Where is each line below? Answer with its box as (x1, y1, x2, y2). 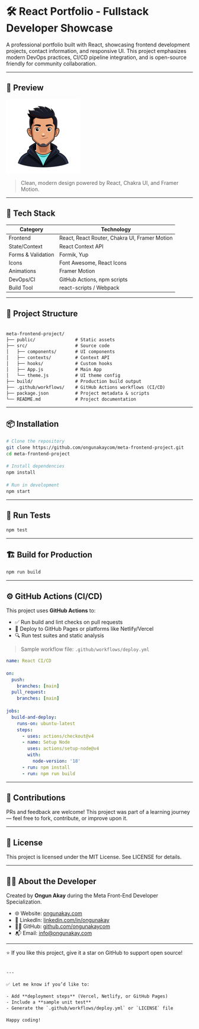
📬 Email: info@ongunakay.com (14, 930, 92, 937)
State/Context (8, 243, 43, 250)
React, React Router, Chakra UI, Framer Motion (59, 234, 173, 241)
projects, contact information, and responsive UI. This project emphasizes (6, 47, 187, 54)
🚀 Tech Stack (6, 209, 56, 219)
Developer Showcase (6, 21, 113, 35)
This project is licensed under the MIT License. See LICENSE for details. (6, 854, 182, 861)
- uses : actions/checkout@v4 (21, 733, 94, 739)
